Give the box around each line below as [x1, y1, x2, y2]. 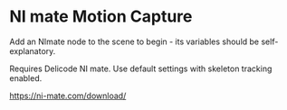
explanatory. [9, 45, 56, 56]
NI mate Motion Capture [9, 6, 193, 27]
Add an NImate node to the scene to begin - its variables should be [9, 36, 260, 47]
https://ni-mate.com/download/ [9, 90, 127, 101]
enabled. [9, 72, 43, 83]
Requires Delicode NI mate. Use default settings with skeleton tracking [9, 63, 273, 74]
